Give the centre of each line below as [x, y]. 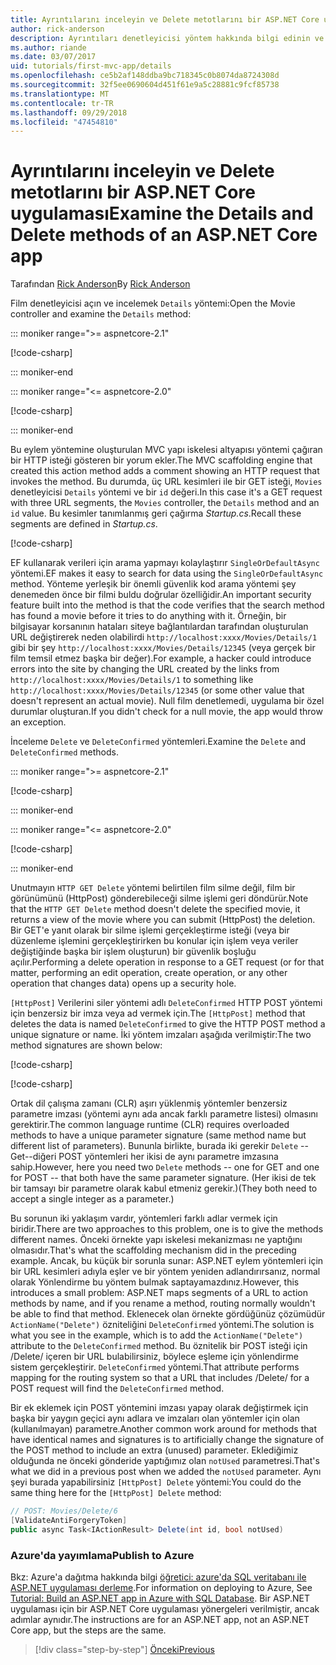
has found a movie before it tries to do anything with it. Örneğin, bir [148, 616]
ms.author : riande [48, 47]
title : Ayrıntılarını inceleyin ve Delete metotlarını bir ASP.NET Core [165, 19]
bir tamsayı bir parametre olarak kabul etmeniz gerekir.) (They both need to [164, 1188]
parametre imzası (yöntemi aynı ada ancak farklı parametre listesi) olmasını [164, 1114]
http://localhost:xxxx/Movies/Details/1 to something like [132, 680]
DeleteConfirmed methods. [65, 752]
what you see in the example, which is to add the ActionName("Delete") [157, 1335]
